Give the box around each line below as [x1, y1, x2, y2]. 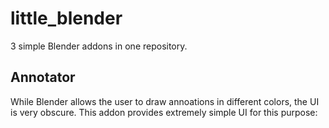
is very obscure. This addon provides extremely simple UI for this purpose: [10, 106, 318, 118]
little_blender [10, 7, 123, 30]
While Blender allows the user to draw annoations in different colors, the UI [10, 95, 320, 107]
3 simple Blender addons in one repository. [10, 40, 188, 52]
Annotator [10, 69, 76, 86]
